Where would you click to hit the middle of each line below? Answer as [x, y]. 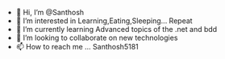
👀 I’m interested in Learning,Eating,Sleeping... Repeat [104, 21]
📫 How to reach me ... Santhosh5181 [77, 47]
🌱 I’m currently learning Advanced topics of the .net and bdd [117, 29]
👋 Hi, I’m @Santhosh [50, 12]
